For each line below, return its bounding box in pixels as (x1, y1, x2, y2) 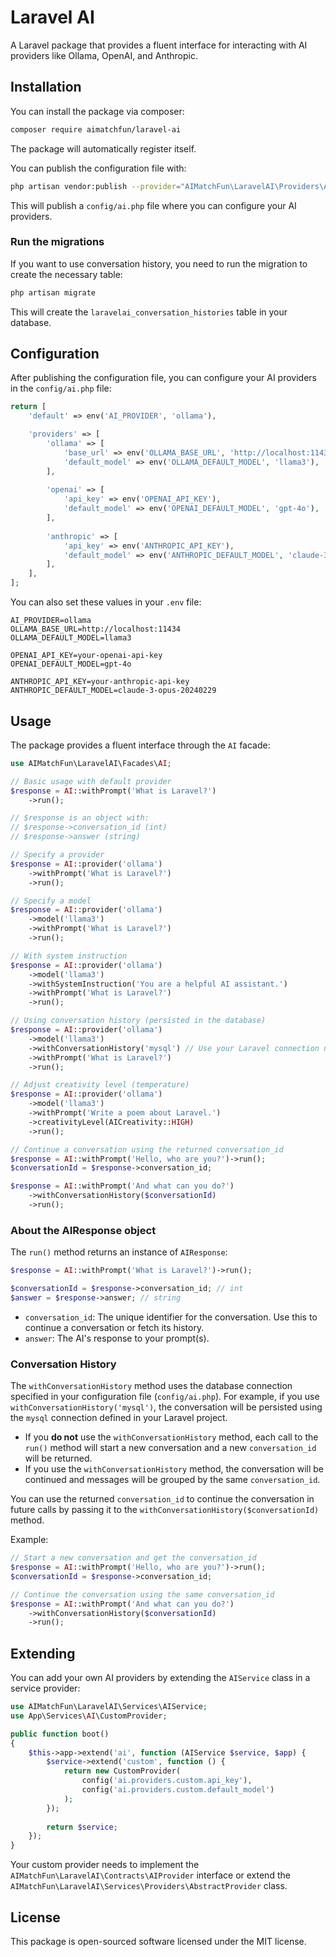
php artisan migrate (10, 287, 97, 298)
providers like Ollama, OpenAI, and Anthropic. (10, 49, 198, 61)
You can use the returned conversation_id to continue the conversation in (10, 1493, 315, 1505)
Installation (10, 79, 82, 96)
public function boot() (10, 1729, 110, 1739)
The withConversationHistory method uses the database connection (10, 1380, 293, 1392)
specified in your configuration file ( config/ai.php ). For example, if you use (10, 1391, 320, 1403)
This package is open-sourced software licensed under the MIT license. (10, 1936, 307, 1948)
